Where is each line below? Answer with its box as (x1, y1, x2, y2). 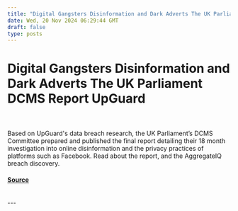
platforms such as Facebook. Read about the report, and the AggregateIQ (7, 152, 222, 160)
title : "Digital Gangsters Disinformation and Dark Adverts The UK (7, 10, 211, 18)
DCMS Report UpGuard (7, 91, 146, 107)
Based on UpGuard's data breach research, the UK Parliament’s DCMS (7, 129, 214, 138)
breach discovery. (7, 159, 60, 168)
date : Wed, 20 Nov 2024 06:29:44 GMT (7, 17, 119, 24)
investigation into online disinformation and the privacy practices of (7, 144, 204, 153)
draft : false (7, 23, 46, 30)
